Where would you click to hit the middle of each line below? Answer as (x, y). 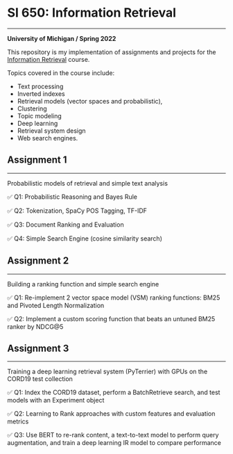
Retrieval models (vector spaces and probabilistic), (90, 101)
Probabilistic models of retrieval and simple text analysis (88, 183)
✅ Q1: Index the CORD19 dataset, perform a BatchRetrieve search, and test (114, 392)
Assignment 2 (38, 261)
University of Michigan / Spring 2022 (62, 38)
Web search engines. (48, 138)
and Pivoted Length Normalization (56, 305)
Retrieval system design (51, 131)
